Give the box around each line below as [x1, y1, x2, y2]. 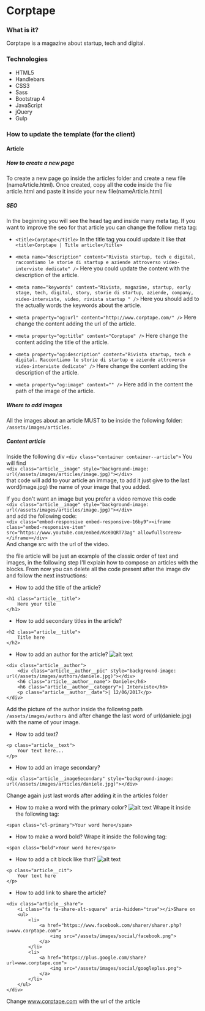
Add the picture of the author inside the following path [6, 706, 143, 713]
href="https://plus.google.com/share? [47, 954, 147, 961]
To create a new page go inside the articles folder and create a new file [6, 174, 186, 182]
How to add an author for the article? [15, 650, 108, 658]
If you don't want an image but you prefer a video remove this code [6, 495, 176, 502]
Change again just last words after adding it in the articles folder [6, 792, 168, 799]
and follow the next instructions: [6, 572, 88, 579]
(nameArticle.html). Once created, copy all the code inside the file [6, 181, 173, 189]
